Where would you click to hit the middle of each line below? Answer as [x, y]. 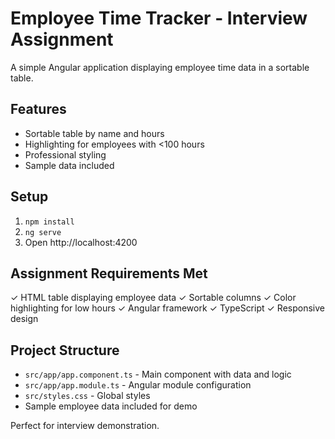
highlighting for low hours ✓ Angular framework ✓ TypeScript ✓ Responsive [167, 308]
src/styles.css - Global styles [87, 396]
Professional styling [65, 154]
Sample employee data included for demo [111, 406]
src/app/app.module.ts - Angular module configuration [138, 385]
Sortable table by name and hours [94, 133]
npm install [49, 222]
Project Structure [65, 350]
